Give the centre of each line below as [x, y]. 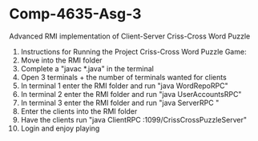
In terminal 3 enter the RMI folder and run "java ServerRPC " [120, 103]
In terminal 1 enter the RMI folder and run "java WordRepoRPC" [124, 86]
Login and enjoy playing [60, 128]
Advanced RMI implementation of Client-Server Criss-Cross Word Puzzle [130, 36]
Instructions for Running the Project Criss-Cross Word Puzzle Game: [133, 51]
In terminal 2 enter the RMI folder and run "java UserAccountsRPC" [131, 94]
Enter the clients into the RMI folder [79, 111]
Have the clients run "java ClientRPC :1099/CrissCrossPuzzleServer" [134, 119]
